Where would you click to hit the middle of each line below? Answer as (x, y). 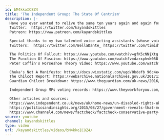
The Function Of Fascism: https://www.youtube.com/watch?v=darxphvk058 (84, 59)
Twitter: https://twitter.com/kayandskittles (58, 28)
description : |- (21, 18)
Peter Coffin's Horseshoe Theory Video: (51, 63)
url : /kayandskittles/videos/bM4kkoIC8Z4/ (49, 130)
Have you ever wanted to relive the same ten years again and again (81, 23)
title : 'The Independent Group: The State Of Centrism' (63, 14)
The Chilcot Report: (30, 77)
